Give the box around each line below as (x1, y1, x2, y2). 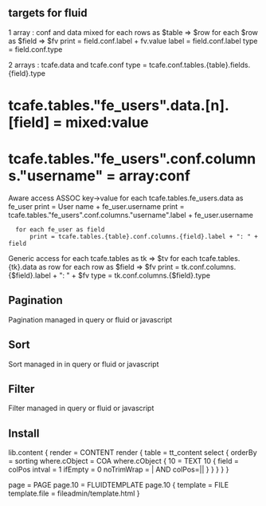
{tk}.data (8, 262, 37, 271)
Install (8, 426, 40, 440)
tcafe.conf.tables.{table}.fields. (148, 60, 251, 69)
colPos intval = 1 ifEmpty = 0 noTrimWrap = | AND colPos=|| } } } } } (8, 464, 229, 474)
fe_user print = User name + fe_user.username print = (8, 201, 185, 211)
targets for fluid (8, 6, 88, 20)
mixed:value (65, 113, 149, 131)
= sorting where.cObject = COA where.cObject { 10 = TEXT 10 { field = (8, 457, 239, 466)
